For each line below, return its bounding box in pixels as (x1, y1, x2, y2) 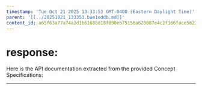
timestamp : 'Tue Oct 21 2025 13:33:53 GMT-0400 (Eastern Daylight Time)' (6, 8, 195, 15)
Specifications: (6, 72, 43, 79)
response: (6, 45, 58, 59)
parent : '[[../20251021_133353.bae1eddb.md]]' (6, 14, 125, 20)
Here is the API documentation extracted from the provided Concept (6, 65, 176, 72)
